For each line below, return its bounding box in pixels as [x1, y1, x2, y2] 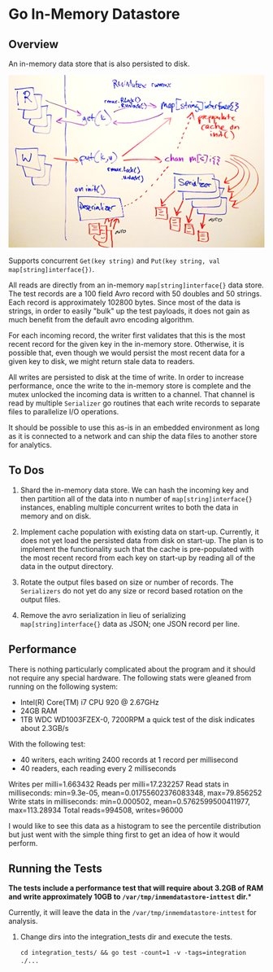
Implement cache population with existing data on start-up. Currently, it [19, 527, 259, 536]
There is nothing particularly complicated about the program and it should [8, 664, 256, 674]
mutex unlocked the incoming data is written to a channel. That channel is [8, 389, 255, 399]
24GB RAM [19, 706, 58, 716]
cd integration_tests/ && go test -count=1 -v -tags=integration [19, 949, 246, 957]
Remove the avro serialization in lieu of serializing [19, 610, 187, 620]
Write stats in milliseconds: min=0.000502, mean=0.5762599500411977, [8, 796, 250, 806]
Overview [8, 37, 59, 51]
